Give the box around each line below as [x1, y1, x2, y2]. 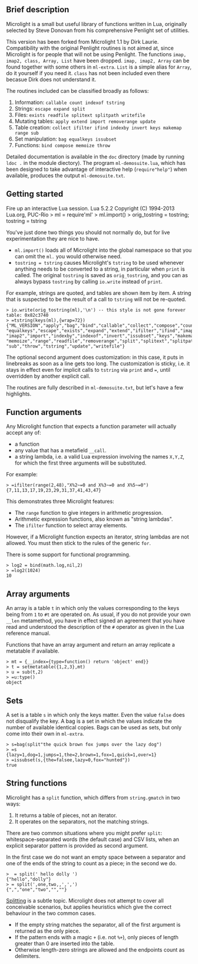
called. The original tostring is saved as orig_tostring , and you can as [14, 271, 189, 278]
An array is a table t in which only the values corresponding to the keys [6, 605, 180, 612]
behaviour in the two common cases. [6, 910, 96, 917]
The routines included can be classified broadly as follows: [6, 87, 149, 94]
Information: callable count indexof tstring [14, 99, 125, 106]
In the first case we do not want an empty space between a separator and [6, 853, 186, 861]
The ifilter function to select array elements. [14, 522, 128, 529]
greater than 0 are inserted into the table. [14, 940, 115, 947]
